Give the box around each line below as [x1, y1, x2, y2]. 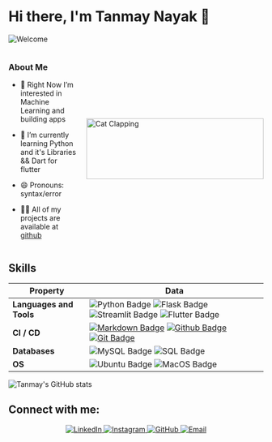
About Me [8, 61, 49, 72]
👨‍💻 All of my [19, 204, 62, 214]
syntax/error [19, 189, 62, 199]
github [19, 230, 42, 240]
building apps [19, 114, 66, 124]
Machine [19, 97, 50, 107]
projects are [19, 213, 61, 223]
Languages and [12, 299, 74, 311]
